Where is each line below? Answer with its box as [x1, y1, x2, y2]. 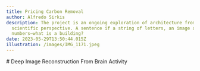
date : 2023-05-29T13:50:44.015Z [6, 36, 86, 42]
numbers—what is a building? [11, 31, 84, 37]
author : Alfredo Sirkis [6, 14, 65, 20]
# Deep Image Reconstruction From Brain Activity [6, 57, 128, 65]
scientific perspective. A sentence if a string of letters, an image [11, 25, 190, 31]
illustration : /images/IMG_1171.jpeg [6, 42, 100, 48]
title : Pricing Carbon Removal [6, 8, 84, 15]
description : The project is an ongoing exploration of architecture [6, 20, 183, 25]
